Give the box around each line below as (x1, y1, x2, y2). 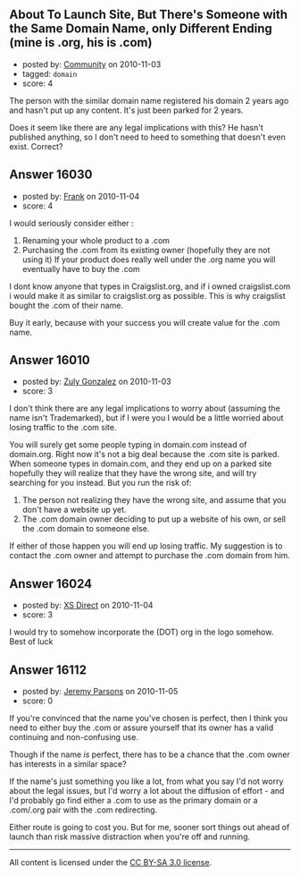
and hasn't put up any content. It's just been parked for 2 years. (9, 105, 244, 115)
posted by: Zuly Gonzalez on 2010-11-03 (21, 376, 171, 387)
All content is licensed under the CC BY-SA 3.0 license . (9, 857, 212, 868)
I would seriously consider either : (9, 217, 134, 228)
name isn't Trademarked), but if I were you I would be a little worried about (9, 412, 284, 423)
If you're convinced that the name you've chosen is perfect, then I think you (9, 713, 288, 724)
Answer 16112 (9, 662, 87, 677)
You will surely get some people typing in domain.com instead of (9, 439, 247, 450)
